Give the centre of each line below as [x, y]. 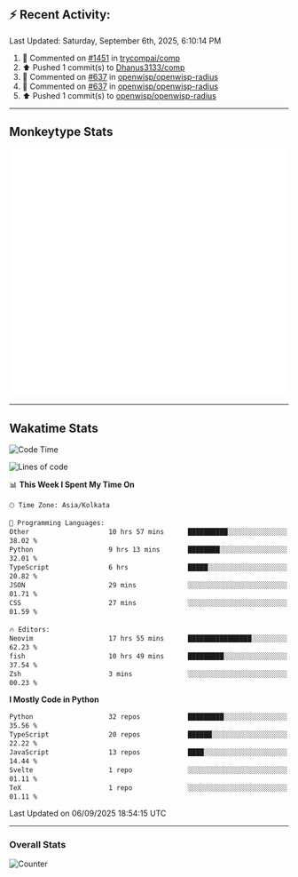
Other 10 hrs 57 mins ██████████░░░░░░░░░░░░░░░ [149, 531]
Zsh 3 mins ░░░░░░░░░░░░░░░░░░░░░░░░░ [149, 674]
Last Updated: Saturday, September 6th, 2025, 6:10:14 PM [115, 40]
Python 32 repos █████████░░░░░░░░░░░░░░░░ [149, 717]
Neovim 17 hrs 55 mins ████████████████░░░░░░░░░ [149, 638]
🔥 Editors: [30, 629]
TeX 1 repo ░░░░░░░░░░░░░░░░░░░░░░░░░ [149, 788]
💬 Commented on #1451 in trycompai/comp [101, 58]
